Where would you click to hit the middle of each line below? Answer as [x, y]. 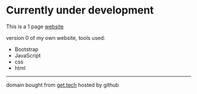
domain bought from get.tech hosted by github [62, 85]
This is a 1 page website [35, 26]
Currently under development [80, 10]
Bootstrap [26, 49]
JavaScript [28, 55]
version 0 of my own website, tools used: [56, 38]
